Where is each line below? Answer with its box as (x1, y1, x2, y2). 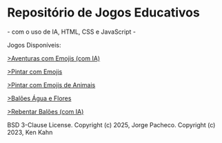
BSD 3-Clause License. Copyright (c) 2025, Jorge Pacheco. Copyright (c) (7, 120, 216, 129)
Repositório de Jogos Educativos (7, 5, 200, 21)
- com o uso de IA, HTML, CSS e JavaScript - (7, 27, 137, 36)
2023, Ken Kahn (7, 128, 53, 136)
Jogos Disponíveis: (7, 41, 61, 49)
